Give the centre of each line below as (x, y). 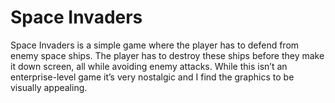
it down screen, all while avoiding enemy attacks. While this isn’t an (149, 66)
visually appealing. (49, 87)
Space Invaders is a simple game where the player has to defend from (155, 45)
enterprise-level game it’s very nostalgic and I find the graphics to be (152, 77)
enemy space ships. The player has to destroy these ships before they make (167, 55)
